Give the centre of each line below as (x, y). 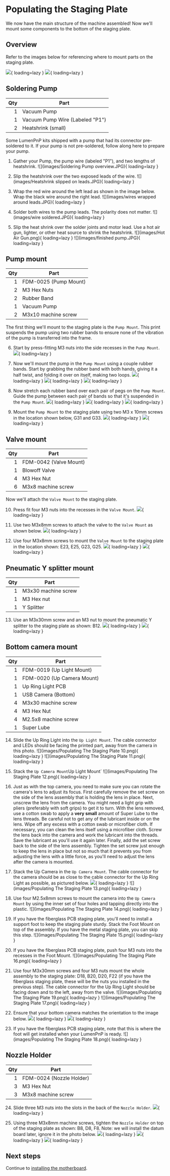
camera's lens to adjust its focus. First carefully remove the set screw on (89, 792)
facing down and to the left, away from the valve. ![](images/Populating (87, 992)
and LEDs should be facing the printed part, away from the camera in (85, 745)
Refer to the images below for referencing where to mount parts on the (79, 57)
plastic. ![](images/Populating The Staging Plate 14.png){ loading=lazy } (88, 909)
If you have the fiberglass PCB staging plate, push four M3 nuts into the (88, 950)
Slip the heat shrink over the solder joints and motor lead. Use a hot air (87, 227)
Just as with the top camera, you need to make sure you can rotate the (87, 786)
